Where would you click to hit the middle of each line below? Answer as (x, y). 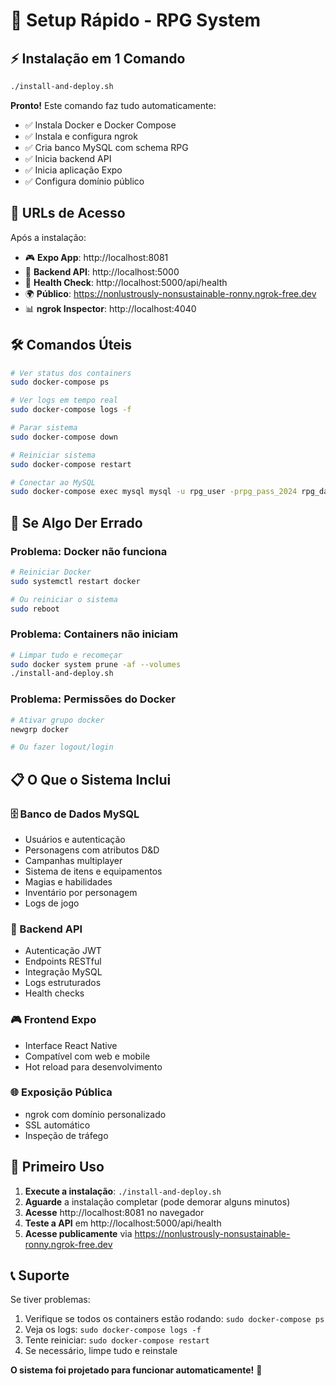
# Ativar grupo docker (57, 720)
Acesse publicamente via (78, 1233)
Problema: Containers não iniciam (94, 634)
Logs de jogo (52, 903)
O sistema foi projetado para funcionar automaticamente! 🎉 (136, 1370)
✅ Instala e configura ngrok (81, 136)
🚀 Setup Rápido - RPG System (136, 20)
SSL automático (57, 1125)
